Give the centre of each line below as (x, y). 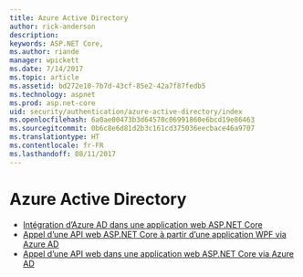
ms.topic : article (44, 78)
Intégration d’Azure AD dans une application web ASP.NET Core (142, 224)
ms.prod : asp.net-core (52, 103)
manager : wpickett (44, 60)
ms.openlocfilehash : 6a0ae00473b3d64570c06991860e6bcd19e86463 (132, 120)
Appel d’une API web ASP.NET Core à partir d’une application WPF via (155, 234)
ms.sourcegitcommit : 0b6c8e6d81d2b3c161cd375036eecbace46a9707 (132, 129)
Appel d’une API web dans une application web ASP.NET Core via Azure (158, 253)
